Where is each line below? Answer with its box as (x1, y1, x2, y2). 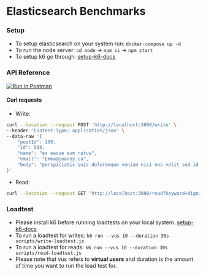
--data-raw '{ (6, 133, 43, 139)
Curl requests (6, 96, 42, 104)
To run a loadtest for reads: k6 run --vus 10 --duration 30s (15, 244, 168, 251)
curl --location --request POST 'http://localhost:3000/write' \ (6, 121, 177, 128)
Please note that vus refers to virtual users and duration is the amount (15, 255, 194, 263)
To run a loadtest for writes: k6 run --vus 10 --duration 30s (15, 232, 170, 239)
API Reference (6, 69, 50, 77)
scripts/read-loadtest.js (15, 250, 82, 257)
